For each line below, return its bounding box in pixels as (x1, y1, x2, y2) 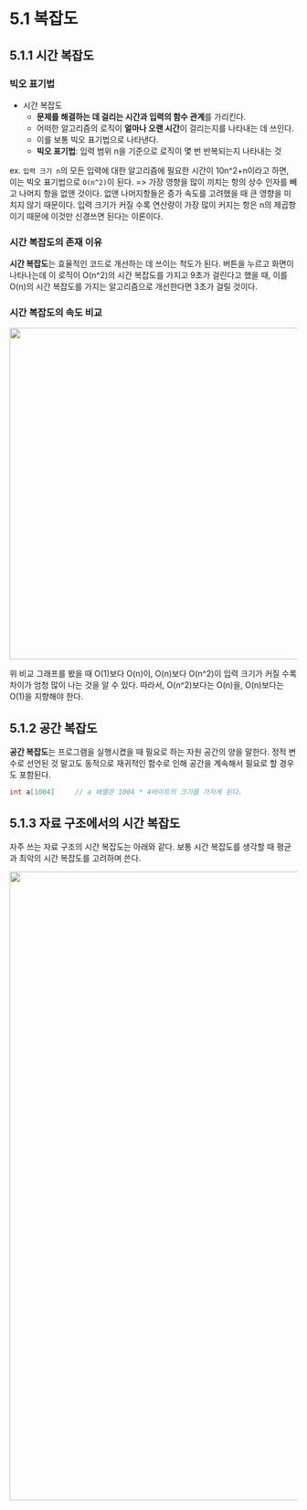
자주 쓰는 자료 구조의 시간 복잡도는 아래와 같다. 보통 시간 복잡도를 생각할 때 (9, 841, 275, 851)
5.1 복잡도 (9, 8, 79, 29)
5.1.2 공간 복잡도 (9, 720, 98, 736)
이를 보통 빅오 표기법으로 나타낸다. (36, 134, 159, 145)
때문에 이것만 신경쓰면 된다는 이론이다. (26, 210, 164, 221)
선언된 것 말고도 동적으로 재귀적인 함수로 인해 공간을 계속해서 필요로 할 (26, 758, 278, 769)
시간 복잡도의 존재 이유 (9, 235, 103, 248)
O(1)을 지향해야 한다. (9, 691, 84, 702)
